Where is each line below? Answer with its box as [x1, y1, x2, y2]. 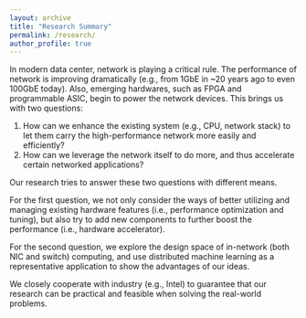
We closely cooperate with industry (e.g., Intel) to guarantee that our [9, 279, 267, 290]
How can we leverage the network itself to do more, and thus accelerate [22, 150, 295, 161]
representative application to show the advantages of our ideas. [9, 261, 250, 272]
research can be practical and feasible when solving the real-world [9, 289, 262, 300]
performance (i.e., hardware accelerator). [9, 224, 166, 235]
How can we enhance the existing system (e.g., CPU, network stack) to [22, 121, 290, 132]
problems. [9, 298, 47, 309]
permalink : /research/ [9, 30, 96, 39]
